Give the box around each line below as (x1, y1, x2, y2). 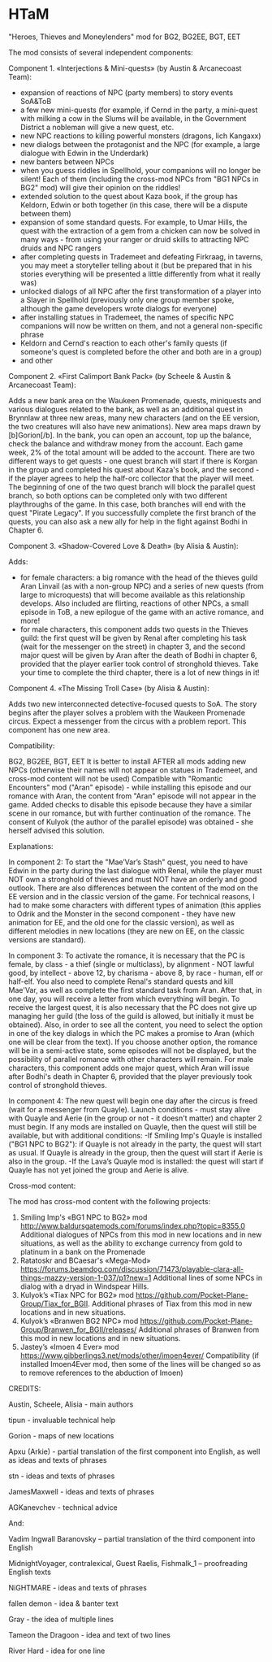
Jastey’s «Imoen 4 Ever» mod (19, 1342, 119, 1351)
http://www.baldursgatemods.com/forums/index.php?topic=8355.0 (19, 1220, 246, 1230)
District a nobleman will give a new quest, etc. (19, 122, 175, 132)
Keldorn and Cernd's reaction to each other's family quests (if (19, 338, 227, 348)
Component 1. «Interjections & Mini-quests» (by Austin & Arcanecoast (8, 63, 242, 73)
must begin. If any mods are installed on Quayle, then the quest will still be (8, 1121, 257, 1131)
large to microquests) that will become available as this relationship (19, 590, 245, 599)
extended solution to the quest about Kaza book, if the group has (19, 191, 238, 201)
